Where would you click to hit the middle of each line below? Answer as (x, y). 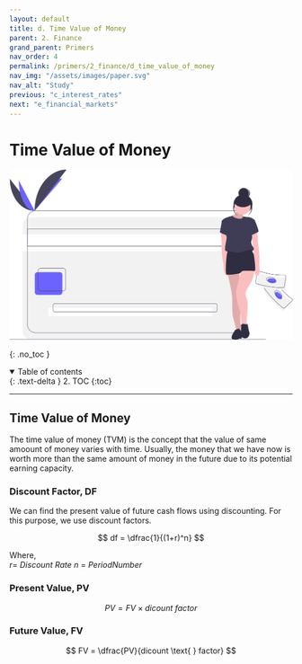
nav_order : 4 (34, 57)
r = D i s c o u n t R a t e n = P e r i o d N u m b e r (76, 565)
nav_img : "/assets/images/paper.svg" (80, 76)
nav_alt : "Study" (42, 85)
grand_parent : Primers (52, 48)
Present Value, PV (49, 589)
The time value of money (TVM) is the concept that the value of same (138, 439)
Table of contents (50, 372)
